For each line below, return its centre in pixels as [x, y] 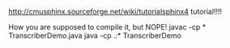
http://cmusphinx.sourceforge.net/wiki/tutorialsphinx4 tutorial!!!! [115, 12]
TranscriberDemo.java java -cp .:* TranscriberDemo [95, 36]
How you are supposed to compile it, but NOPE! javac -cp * [107, 27]
